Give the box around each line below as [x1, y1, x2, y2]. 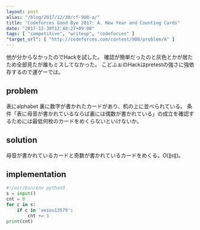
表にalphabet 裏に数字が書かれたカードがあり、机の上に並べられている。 [6, 102, 186, 110]
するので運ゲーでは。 [11, 69, 64, 75]
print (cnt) [6, 218, 33, 224]
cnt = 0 [6, 196, 26, 203]
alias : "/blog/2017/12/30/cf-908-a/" [6, 14, 100, 20]
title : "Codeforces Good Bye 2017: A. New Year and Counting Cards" [6, 20, 180, 26]
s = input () [6, 191, 36, 197]
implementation [6, 169, 67, 179]
